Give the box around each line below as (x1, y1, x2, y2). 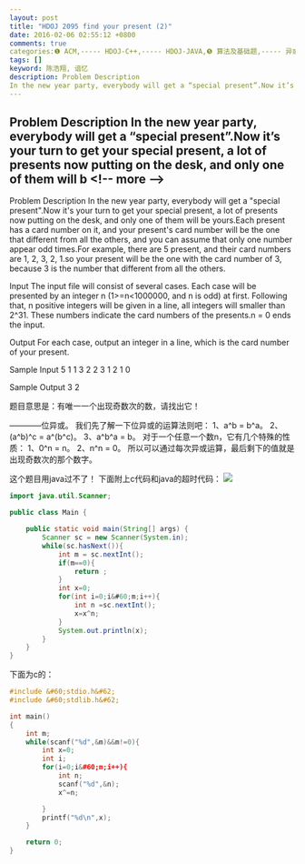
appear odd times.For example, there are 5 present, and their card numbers (9, 244, 292, 255)
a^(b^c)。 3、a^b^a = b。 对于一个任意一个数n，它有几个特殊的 (45, 431, 283, 442)
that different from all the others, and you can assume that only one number (9, 234, 293, 246)
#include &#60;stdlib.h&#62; (9, 696, 120, 705)
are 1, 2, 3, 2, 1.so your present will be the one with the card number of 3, (9, 254, 282, 265)
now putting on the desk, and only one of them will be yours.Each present (9, 215, 286, 226)
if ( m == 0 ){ (57, 558, 95, 568)
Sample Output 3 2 (9, 382, 80, 393)
